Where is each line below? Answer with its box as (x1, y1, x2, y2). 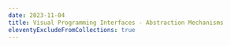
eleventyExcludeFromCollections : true (8, 26, 136, 34)
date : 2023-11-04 (8, 11, 65, 19)
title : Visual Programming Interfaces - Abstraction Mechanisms (8, 19, 224, 27)
